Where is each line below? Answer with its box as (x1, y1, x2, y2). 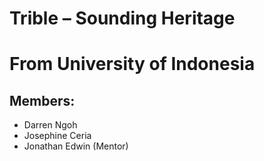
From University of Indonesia (9, 53, 256, 76)
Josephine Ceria (23, 130, 92, 142)
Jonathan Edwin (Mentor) (23, 140, 129, 152)
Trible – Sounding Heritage (9, 7, 236, 30)
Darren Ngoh (23, 119, 78, 131)
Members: (9, 92, 76, 109)
